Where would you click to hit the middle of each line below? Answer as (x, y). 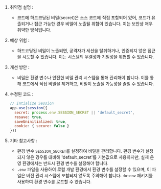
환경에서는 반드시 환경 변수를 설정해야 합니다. (65, 164)
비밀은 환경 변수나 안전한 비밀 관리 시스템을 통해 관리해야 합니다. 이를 (83, 78)
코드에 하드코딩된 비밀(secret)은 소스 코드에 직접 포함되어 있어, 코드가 (84, 18)
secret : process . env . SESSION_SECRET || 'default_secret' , (75, 112)
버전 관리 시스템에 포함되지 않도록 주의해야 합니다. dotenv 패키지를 (90, 176)
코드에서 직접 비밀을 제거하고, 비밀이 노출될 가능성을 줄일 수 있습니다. (88, 84)
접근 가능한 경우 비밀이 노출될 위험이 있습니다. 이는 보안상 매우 (93, 24)
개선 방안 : (20, 67)
